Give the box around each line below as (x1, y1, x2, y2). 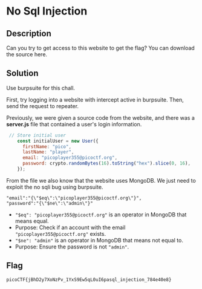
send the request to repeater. (6, 102, 79, 109)
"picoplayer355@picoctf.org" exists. (15, 230, 106, 237)
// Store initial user (8, 132, 67, 138)
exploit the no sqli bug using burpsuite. (6, 183, 103, 190)
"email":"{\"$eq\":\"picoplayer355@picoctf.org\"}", (6, 195, 142, 201)
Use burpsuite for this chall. (6, 84, 76, 91)
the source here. (6, 51, 47, 58)
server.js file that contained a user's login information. (6, 120, 142, 128)
